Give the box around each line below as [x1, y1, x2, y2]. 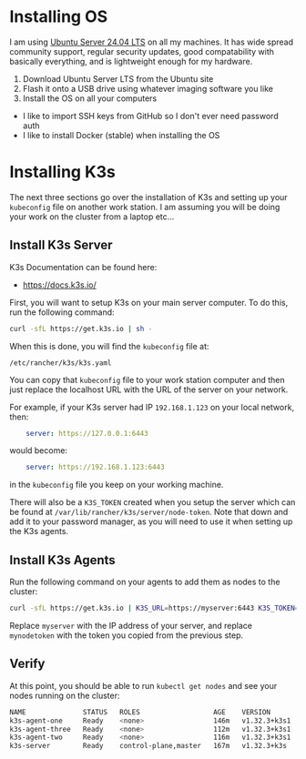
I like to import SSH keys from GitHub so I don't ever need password [22, 110, 280, 121]
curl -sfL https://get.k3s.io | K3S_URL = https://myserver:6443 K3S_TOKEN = [9, 603, 300, 613]
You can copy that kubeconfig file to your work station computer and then [9, 374, 285, 385]
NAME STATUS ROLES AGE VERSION [9, 707, 271, 716]
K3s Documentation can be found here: [9, 261, 158, 272]
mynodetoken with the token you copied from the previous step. [9, 630, 244, 641]
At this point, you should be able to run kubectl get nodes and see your [9, 680, 278, 691]
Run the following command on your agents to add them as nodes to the [9, 576, 280, 588]
